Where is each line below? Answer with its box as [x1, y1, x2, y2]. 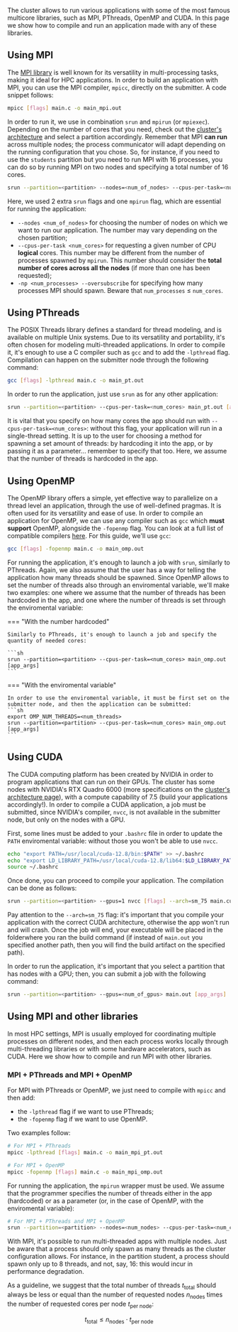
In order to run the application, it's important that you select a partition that [7, 962, 225, 971]
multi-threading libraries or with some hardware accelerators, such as [7, 1044, 211, 1053]
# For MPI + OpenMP [7, 1161, 65, 1169]
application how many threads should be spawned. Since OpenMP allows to [7, 573, 229, 581]
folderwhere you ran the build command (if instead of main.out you [7, 933, 203, 942]
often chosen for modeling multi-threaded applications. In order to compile [7, 340, 225, 349]
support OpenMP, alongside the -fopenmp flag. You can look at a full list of [7, 524, 224, 532]
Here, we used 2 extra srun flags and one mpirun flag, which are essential [7, 197, 222, 205]
